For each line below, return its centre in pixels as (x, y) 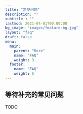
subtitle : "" (20, 19)
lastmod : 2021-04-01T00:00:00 (36, 23)
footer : (18, 64)
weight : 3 (24, 60)
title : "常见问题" (23, 10)
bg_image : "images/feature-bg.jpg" (42, 28)
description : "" (22, 14)
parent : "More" (30, 51)
